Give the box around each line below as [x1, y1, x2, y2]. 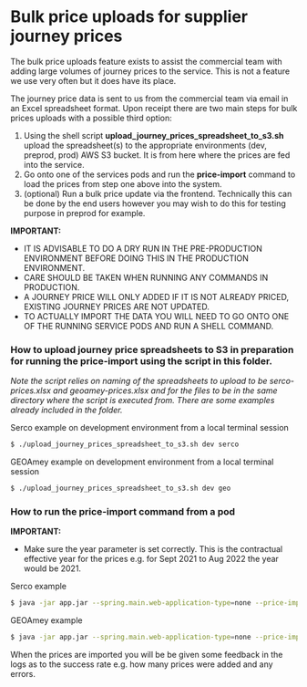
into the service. [23, 159, 85, 170]
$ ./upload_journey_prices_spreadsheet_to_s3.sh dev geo [10, 484, 231, 494]
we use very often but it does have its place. [10, 75, 177, 86]
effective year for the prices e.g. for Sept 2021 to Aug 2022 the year [23, 554, 279, 565]
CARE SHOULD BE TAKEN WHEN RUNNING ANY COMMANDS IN [23, 272, 269, 283]
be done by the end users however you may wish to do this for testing [23, 198, 286, 209]
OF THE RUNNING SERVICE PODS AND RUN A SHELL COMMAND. [23, 320, 274, 331]
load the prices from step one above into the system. [23, 178, 222, 189]
